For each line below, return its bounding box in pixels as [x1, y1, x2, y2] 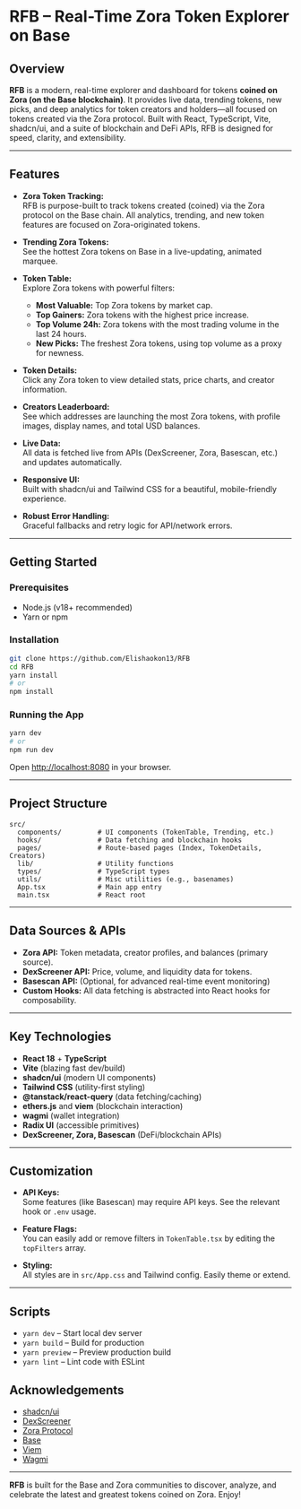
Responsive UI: [21, 473, 81, 485]
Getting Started [9, 554, 98, 570]
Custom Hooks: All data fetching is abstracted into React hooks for [21, 984, 271, 996]
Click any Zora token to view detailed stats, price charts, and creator [21, 374, 275, 385]
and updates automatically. [21, 456, 123, 467]
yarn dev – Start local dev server [21, 1328, 142, 1339]
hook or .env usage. [21, 1206, 97, 1217]
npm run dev [9, 746, 54, 755]
